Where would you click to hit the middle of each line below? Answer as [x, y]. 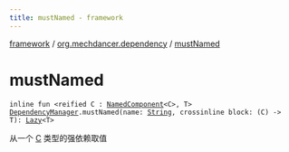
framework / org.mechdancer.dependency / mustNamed [115, 43]
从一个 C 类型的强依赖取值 [58, 138]
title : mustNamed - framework [67, 18]
